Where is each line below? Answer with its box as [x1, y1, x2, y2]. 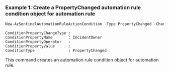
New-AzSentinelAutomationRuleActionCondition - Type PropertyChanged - [5, 21, 156, 26]
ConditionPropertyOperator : [5, 39, 71, 44]
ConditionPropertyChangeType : [5, 30, 71, 36]
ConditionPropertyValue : [5, 44, 71, 49]
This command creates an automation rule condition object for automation [5, 57, 159, 63]
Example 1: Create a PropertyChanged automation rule [5, 4, 141, 11]
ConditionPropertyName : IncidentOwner [5, 35, 102, 40]
